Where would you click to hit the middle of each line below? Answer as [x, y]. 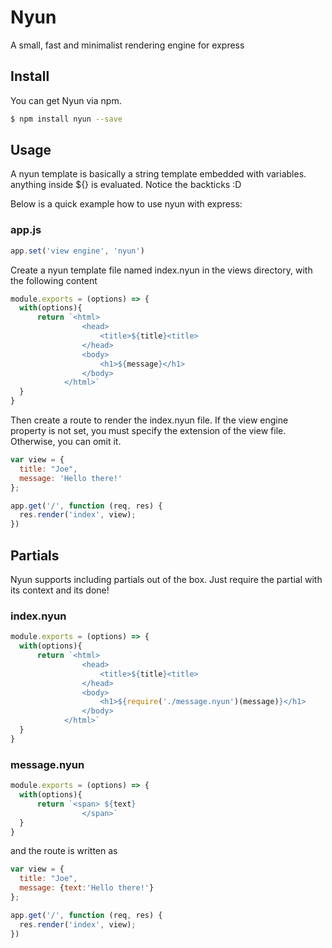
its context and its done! [60, 590]
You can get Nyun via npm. [66, 100]
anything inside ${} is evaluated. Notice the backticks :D [126, 185]
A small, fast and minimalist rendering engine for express [127, 45]
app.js [26, 230]
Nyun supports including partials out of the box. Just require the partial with [166, 580]
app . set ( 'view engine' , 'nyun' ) [77, 251]
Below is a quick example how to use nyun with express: [126, 204]
